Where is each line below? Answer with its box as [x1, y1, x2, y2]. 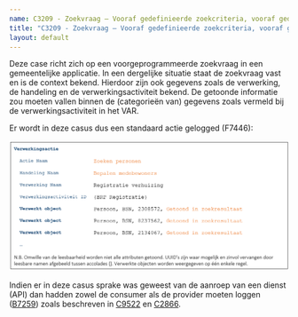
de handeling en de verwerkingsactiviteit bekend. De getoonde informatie [9, 87, 278, 98]
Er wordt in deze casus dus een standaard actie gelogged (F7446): [9, 123, 254, 133]
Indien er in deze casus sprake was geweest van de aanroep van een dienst [9, 280, 286, 290]
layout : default [9, 33, 69, 42]
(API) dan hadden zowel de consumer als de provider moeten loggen [9, 289, 262, 300]
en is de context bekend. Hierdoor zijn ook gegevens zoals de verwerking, [9, 77, 281, 88]
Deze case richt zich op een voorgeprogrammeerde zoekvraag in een [9, 59, 263, 69]
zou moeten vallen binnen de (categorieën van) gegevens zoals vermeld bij [9, 96, 285, 107]
